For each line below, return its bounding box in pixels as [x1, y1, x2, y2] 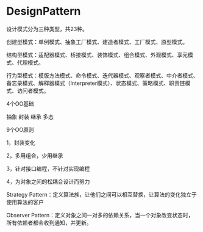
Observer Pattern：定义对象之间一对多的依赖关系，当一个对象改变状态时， [6, 211, 194, 219]
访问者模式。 [16, 87, 49, 94]
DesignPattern [6, 4, 81, 18]
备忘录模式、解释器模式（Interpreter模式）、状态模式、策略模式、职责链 [6, 79, 185, 87]
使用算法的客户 [6, 198, 44, 206]
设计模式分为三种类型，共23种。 [6, 25, 88, 32]
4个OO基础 [6, 100, 35, 107]
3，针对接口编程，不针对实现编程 [6, 165, 90, 172]
